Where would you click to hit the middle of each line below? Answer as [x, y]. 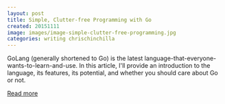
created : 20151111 [33, 26]
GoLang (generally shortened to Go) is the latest [75, 58]
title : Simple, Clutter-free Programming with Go [80, 20]
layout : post [26, 13]
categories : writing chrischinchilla [61, 39]
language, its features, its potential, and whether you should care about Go [113, 73]
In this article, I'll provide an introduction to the [144, 66]
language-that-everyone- [180, 58]
